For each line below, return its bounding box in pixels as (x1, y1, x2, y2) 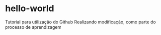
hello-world (5, 3, 55, 14)
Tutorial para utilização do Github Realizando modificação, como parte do (5, 19, 156, 25)
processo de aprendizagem (5, 24, 62, 30)
